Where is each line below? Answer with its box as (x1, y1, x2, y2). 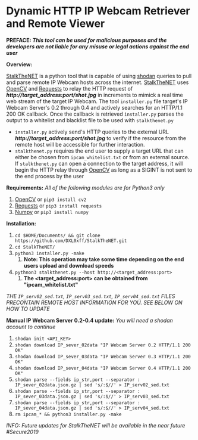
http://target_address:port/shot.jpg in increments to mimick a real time (6, 91, 183, 98)
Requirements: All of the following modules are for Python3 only (6, 184, 165, 191)
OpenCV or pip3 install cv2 (14, 196, 87, 203)
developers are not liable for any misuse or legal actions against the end (6, 43, 189, 50)
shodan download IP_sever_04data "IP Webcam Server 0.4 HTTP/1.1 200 (14, 365, 191, 371)
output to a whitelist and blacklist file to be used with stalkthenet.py (6, 116, 174, 123)
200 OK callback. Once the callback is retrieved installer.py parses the (6, 110, 184, 117)
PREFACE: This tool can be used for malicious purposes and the (6, 36, 167, 44)
